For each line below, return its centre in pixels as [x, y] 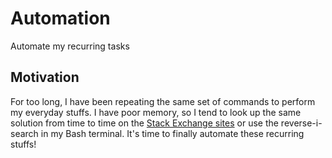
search [24, 133]
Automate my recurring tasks [70, 46]
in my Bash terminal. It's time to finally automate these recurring [172, 133]
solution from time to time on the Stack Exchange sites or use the [144, 123]
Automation [60, 18]
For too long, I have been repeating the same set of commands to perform [163, 101]
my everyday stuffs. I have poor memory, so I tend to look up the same [156, 112]
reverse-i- [301, 123]
